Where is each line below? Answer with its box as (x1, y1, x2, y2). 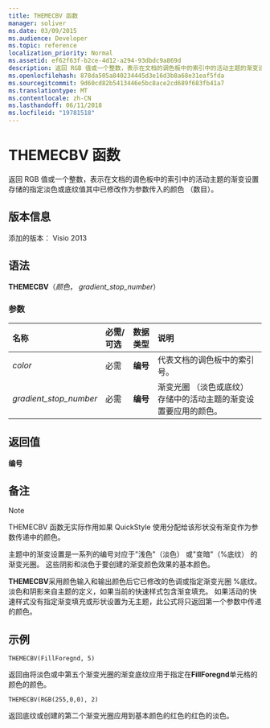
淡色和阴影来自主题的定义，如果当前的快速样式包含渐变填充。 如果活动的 (8, 586, 250, 596)
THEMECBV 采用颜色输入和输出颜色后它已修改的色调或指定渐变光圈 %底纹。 (8, 577, 262, 586)
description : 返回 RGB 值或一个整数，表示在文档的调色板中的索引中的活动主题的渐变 (8, 64, 259, 72)
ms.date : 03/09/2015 (8, 27, 78, 35)
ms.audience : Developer (8, 34, 88, 43)
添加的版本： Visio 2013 (8, 232, 87, 242)
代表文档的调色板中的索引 (157, 354, 255, 365)
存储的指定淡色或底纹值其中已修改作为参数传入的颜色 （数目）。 (8, 184, 219, 194)
